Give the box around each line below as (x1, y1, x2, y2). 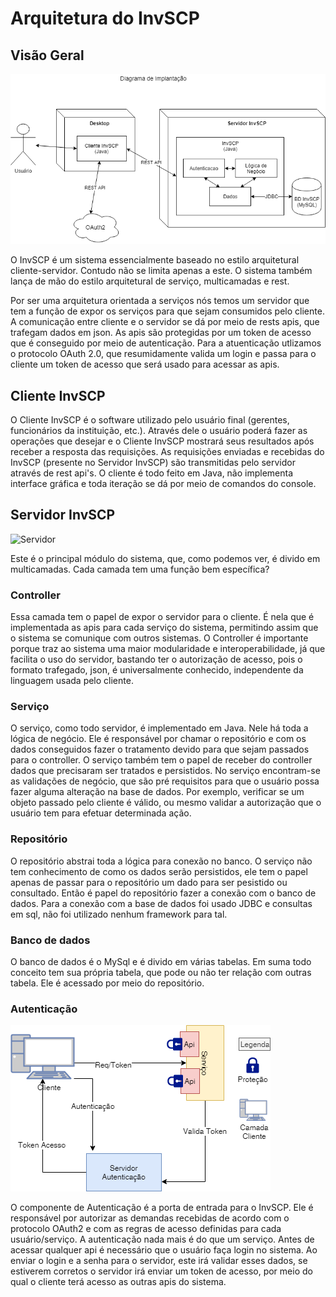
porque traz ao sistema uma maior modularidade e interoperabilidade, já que (10, 643, 326, 655)
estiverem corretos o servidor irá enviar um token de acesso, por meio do (10, 1265, 313, 1277)
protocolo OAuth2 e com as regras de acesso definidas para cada (10, 1223, 282, 1235)
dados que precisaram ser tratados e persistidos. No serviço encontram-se (10, 765, 321, 777)
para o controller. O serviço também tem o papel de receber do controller (10, 754, 313, 766)
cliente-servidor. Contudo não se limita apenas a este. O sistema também (10, 265, 313, 277)
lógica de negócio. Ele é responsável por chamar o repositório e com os (10, 733, 307, 745)
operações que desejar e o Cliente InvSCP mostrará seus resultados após (10, 435, 315, 447)
